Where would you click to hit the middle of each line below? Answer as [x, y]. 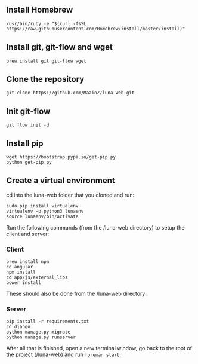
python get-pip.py [29, 163]
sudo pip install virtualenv [42, 206]
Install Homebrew [40, 10]
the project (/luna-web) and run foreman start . [64, 354]
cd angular [20, 267]
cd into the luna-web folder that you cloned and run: [70, 195]
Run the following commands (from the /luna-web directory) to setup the [95, 227]
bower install [24, 283]
